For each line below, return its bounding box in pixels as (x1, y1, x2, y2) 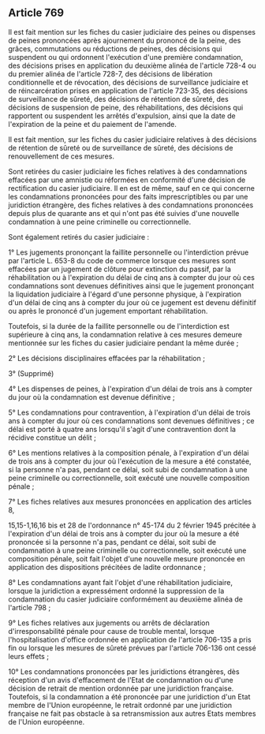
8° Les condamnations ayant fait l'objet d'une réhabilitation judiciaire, (8, 577, 233, 587)
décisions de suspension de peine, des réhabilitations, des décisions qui (8, 102, 244, 112)
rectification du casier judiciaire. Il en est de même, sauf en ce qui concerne (8, 183, 255, 192)
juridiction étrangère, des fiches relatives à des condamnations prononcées (8, 200, 254, 210)
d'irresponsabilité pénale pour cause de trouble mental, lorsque (8, 626, 215, 635)
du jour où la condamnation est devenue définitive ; (8, 392, 175, 401)
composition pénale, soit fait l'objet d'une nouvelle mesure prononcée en (8, 553, 246, 563)
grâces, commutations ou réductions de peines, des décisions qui (8, 43, 222, 54)
